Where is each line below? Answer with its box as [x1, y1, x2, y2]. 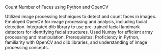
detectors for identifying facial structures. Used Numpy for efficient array [5, 29, 153, 35]
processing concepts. [5, 45, 49, 50]
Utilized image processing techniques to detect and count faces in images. [5, 14, 156, 19]
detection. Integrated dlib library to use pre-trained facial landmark [5, 24, 140, 30]
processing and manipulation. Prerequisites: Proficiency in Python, [5, 34, 140, 40]
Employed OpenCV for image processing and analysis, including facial [5, 19, 147, 24]
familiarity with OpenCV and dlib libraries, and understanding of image [5, 39, 147, 45]
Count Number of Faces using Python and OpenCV [5, 4, 109, 10]
